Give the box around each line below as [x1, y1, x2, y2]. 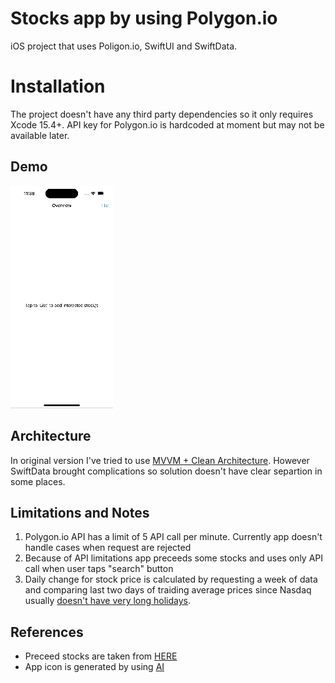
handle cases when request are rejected [24, 542, 192, 554]
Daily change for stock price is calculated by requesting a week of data [24, 573, 318, 586]
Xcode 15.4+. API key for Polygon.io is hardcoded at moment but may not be [10, 118, 325, 131]
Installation [10, 75, 106, 98]
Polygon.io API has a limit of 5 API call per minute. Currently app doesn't [24, 531, 323, 543]
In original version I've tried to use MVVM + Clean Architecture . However [10, 454, 310, 466]
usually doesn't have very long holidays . [24, 595, 192, 607]
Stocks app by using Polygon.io [10, 7, 278, 30]
